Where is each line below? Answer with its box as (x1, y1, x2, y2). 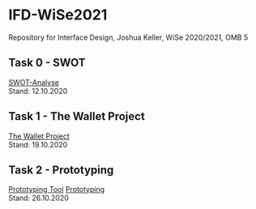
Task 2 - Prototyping (8, 163, 114, 177)
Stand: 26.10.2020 (8, 193, 69, 203)
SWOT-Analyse (8, 77, 59, 87)
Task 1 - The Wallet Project (8, 109, 146, 123)
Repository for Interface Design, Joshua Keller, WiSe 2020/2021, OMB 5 (8, 32, 249, 42)
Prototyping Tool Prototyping (8, 185, 105, 194)
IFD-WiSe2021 (8, 6, 108, 24)
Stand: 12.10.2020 (8, 86, 68, 96)
